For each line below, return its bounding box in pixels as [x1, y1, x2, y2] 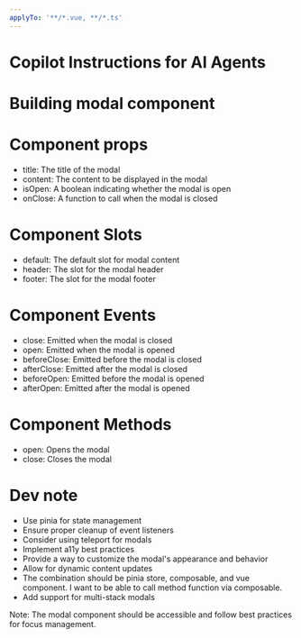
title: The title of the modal [22, 164, 121, 175]
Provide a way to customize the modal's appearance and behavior [22, 553, 269, 564]
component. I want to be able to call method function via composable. [22, 582, 282, 593]
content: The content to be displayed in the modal [22, 173, 208, 185]
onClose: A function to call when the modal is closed [22, 193, 218, 204]
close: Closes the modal [22, 453, 113, 464]
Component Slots [9, 224, 142, 245]
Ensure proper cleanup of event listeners [22, 524, 174, 535]
